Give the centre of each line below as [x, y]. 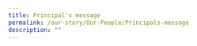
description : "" [35, 30]
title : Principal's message [55, 15]
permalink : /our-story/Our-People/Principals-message [99, 23]
